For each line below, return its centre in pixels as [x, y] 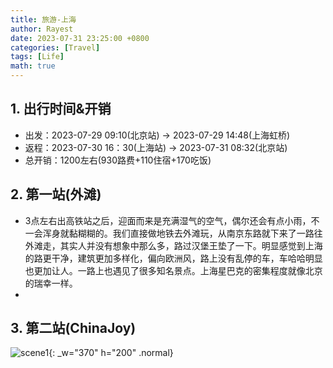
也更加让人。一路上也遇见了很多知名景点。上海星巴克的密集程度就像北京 [173, 270]
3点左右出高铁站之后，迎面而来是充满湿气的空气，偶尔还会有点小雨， [168, 220]
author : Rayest [42, 29]
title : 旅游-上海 [43, 19]
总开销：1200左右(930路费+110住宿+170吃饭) [118, 160]
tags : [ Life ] [37, 57]
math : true [33, 66]
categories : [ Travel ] [55, 47]
